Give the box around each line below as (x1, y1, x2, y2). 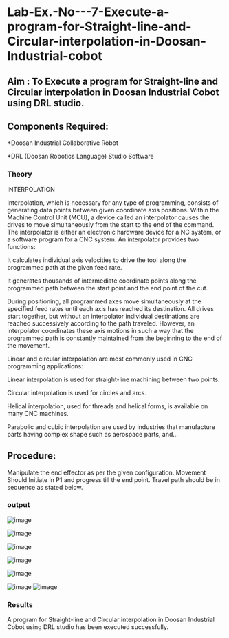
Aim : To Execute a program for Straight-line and (7, 75, 219, 87)
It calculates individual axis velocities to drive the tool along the (7, 256, 186, 264)
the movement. (7, 341, 50, 349)
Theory (7, 170, 32, 179)
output (7, 500, 30, 510)
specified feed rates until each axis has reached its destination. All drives (7, 304, 215, 312)
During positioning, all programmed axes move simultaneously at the (7, 297, 201, 306)
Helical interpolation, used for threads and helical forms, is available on (7, 401, 208, 410)
